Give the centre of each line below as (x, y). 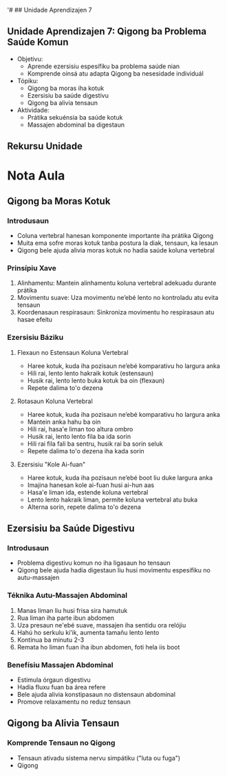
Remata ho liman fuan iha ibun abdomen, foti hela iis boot (98, 647)
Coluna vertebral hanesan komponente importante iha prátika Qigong (115, 236)
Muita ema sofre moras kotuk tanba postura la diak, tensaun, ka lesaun (117, 243)
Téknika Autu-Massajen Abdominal (67, 596)
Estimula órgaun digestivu (54, 680)
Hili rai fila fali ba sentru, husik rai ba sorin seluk (95, 444)
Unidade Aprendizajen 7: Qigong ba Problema (107, 31)
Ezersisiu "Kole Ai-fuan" (51, 464)
